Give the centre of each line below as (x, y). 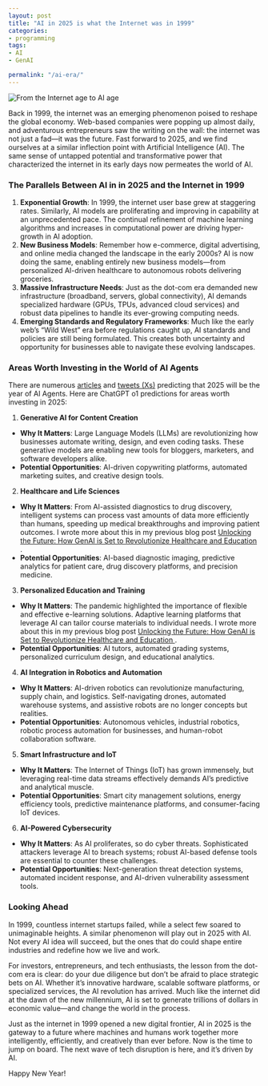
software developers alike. (64, 459)
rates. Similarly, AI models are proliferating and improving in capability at (139, 211)
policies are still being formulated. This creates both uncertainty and (132, 339)
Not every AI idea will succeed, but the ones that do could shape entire (125, 941)
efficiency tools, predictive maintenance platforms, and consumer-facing (140, 804)
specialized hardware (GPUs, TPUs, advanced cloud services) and (130, 304)
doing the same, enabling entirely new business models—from (123, 262)
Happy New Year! (37, 1073)
